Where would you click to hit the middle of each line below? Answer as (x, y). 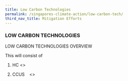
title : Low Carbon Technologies (38, 9)
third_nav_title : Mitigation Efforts (43, 18)
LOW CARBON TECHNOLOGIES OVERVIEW (49, 46)
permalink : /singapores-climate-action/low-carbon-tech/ (64, 14)
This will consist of (24, 55)
